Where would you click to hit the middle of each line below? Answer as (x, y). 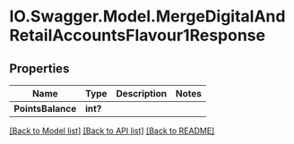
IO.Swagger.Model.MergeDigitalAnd (147, 17)
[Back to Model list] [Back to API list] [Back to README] (112, 131)
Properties (39, 68)
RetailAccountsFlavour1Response (138, 35)
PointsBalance (45, 109)
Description (142, 93)
